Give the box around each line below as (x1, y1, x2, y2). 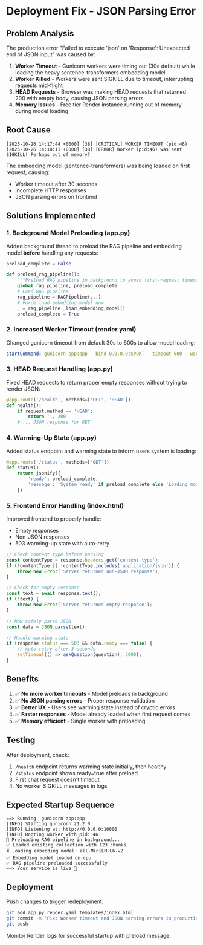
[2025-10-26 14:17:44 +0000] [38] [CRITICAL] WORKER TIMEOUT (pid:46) (6, 141, 188, 147)
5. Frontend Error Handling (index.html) (6, 501, 124, 510)
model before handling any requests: (6, 249, 98, 256)
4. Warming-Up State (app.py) (6, 434, 97, 442)
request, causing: (6, 168, 50, 176)
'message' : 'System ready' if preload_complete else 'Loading (28, 482, 188, 488)
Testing (6, 735, 36, 745)
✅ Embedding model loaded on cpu (6, 855, 92, 861)
